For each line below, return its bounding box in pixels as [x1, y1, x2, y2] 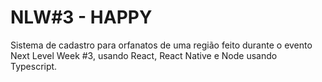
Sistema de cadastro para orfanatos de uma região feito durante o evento [10, 39, 313, 51]
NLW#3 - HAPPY [10, 6, 153, 29]
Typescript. [10, 60, 58, 72]
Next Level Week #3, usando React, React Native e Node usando [10, 49, 278, 61]
